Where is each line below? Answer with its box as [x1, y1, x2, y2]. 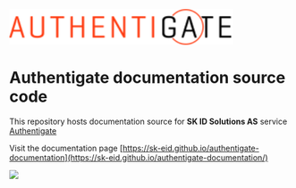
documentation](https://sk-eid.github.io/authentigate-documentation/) [9, 151, 268, 163]
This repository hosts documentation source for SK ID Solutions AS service [9, 116, 288, 127]
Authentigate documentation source [9, 68, 286, 88]
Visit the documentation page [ [9, 143, 123, 153]
